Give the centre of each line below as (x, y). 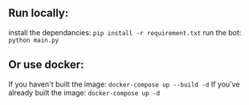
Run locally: (39, 13)
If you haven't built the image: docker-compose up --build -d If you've (124, 84)
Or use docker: (46, 65)
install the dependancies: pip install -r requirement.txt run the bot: (125, 32)
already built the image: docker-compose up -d (84, 92)
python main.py (34, 40)
